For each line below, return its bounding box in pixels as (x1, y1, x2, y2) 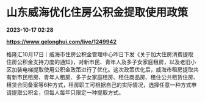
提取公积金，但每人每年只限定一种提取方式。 (11, 89, 124, 96)
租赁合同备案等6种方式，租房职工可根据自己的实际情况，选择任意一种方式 (6, 81, 192, 89)
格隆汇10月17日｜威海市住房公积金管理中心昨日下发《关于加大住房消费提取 (6, 50, 194, 58)
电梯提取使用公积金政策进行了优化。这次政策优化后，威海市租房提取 (22, 65, 193, 73)
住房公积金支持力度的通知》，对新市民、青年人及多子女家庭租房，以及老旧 (6, 58, 191, 65)
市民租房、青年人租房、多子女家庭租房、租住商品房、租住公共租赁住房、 (16, 73, 199, 81)
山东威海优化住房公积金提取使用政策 (6, 5, 189, 20)
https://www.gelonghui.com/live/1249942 (6, 38, 117, 45)
